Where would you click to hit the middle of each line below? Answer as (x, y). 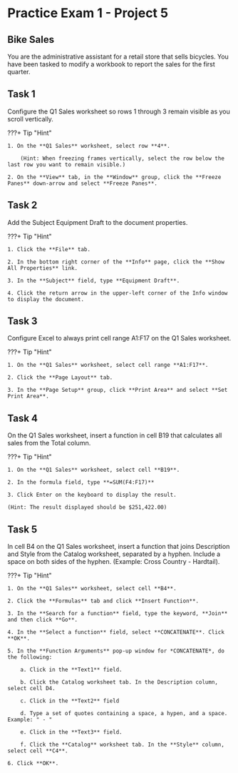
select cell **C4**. (38, 751)
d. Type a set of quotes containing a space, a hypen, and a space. (124, 714)
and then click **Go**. (43, 620)
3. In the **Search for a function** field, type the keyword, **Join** (118, 614)
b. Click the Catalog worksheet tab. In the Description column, (119, 682)
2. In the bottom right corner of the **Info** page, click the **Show (116, 262)
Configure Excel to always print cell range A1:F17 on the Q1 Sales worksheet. (119, 338)
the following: (30, 657)
